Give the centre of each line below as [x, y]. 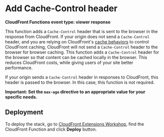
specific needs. [21, 97]
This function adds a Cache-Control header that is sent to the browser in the [82, 31]
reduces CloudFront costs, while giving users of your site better [69, 62]
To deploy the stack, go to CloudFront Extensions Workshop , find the [75, 124]
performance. [19, 68]
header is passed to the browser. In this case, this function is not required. [80, 82]
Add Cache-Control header [61, 9]
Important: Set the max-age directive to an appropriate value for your [75, 92]
